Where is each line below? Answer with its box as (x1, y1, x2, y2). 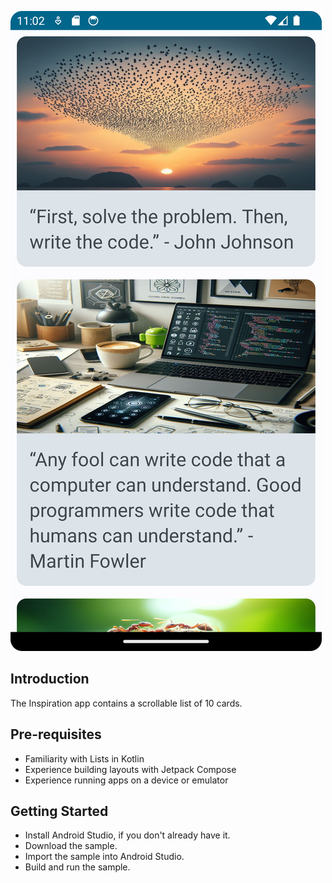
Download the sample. (24, 840, 118, 852)
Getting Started (10, 803, 109, 820)
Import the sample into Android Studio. (24, 851, 185, 863)
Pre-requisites (10, 726, 102, 743)
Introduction (10, 671, 90, 688)
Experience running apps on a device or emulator (24, 774, 229, 786)
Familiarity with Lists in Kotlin (24, 752, 145, 765)
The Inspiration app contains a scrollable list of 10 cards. (10, 697, 243, 709)
